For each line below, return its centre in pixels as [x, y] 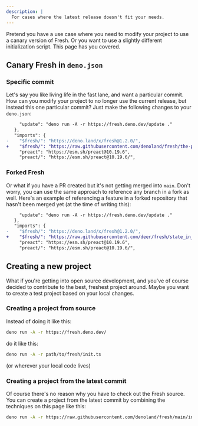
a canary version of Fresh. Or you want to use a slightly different [84, 40]
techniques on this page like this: [46, 406]
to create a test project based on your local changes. [70, 293]
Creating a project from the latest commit [66, 381]
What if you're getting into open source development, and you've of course [98, 281]
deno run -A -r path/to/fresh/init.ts [54, 354]
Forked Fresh [25, 173]
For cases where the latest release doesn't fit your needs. [88, 17]
